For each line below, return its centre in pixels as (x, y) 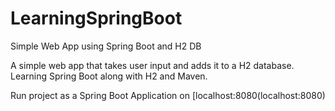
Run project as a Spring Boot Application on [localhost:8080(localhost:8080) (168, 95)
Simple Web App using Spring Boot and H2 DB (106, 46)
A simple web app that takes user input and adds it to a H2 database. (152, 65)
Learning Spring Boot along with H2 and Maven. (109, 76)
